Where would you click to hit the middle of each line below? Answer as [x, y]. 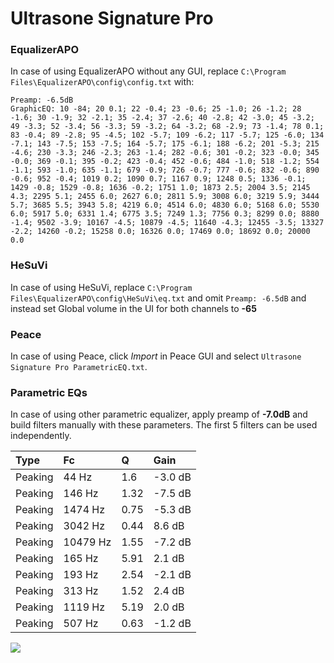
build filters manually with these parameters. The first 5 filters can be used [164, 425]
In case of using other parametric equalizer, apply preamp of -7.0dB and [159, 414]
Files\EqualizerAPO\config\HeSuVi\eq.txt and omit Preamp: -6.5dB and [158, 298]
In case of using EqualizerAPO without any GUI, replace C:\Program [148, 71]
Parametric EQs [49, 392]
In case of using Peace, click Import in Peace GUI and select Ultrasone [156, 356]
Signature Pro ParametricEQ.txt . [79, 367]
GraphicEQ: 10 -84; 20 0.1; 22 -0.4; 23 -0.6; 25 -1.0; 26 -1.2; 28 [156, 109]
